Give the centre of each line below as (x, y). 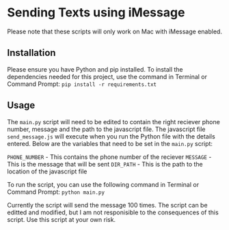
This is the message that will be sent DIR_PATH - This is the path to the (105, 164)
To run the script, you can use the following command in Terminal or (103, 184)
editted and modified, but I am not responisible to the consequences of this (113, 212)
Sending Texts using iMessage (96, 13)
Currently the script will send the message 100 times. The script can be (107, 205)
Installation (31, 53)
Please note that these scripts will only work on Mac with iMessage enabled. (114, 31)
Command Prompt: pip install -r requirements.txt (82, 84)
